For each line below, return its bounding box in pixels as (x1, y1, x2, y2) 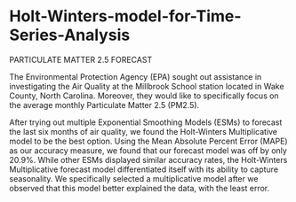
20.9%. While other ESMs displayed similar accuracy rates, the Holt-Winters (9, 154, 288, 165)
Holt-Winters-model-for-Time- (9, 6, 242, 27)
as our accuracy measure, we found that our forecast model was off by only (9, 144, 287, 156)
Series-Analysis (9, 25, 131, 45)
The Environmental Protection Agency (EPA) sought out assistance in (9, 71, 262, 82)
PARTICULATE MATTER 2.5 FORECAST (9, 54, 153, 65)
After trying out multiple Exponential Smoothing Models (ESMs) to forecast (9, 117, 283, 128)
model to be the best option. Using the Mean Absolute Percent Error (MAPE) (9, 136, 288, 146)
